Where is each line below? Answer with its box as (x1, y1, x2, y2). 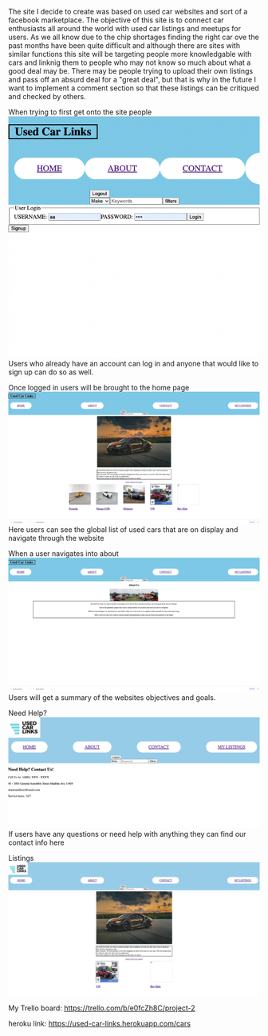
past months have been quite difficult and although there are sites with (8, 41, 241, 50)
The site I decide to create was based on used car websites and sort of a (8, 7, 248, 16)
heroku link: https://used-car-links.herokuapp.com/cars (8, 1019, 191, 1029)
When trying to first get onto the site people (8, 107, 152, 117)
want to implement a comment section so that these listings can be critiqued (8, 83, 259, 93)
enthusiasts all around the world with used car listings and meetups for (8, 24, 242, 33)
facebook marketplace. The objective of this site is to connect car (8, 15, 225, 25)
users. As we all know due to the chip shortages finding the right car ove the (8, 32, 259, 42)
